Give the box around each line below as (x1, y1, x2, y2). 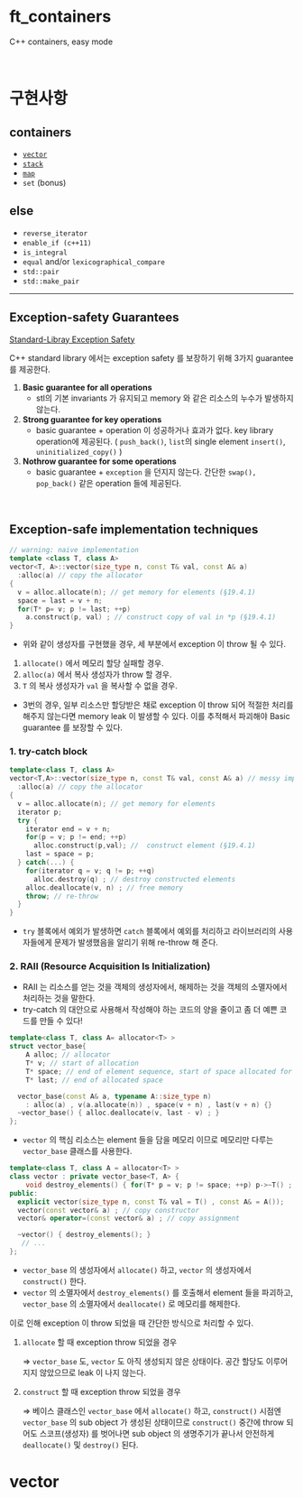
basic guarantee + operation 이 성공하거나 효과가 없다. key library (35, 424, 274, 435)
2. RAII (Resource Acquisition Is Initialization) (9, 960, 211, 973)
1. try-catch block (9, 745, 88, 758)
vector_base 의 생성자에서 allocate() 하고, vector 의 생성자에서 (22, 1264, 252, 1275)
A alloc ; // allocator (25, 1050, 111, 1059)
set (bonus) (22, 177, 67, 188)
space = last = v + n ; (17, 596, 103, 605)
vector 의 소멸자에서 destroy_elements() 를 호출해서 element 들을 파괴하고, (22, 1287, 294, 1298)
